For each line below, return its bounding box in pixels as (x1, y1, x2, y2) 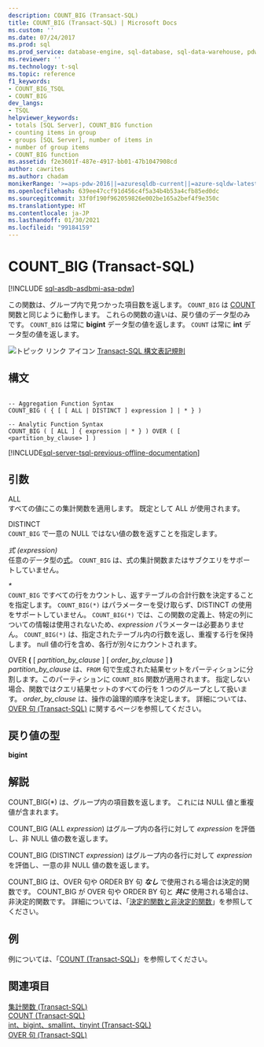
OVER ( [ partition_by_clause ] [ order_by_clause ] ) (8, 655, 173, 664)
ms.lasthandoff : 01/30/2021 (8, 216, 101, 224)
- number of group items (8, 143, 90, 151)
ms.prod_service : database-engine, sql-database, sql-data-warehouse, (8, 48, 244, 56)
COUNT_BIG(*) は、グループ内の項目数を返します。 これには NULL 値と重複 (8, 797, 254, 807)
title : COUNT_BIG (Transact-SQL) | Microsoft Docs (8, 19, 178, 27)
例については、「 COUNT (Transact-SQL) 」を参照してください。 (8, 954, 212, 964)
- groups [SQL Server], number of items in (8, 135, 153, 144)
